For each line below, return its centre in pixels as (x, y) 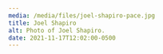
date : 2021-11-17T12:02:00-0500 (62, 38)
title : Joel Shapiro (43, 23)
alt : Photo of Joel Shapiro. (57, 30)
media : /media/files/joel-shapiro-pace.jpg (82, 15)
